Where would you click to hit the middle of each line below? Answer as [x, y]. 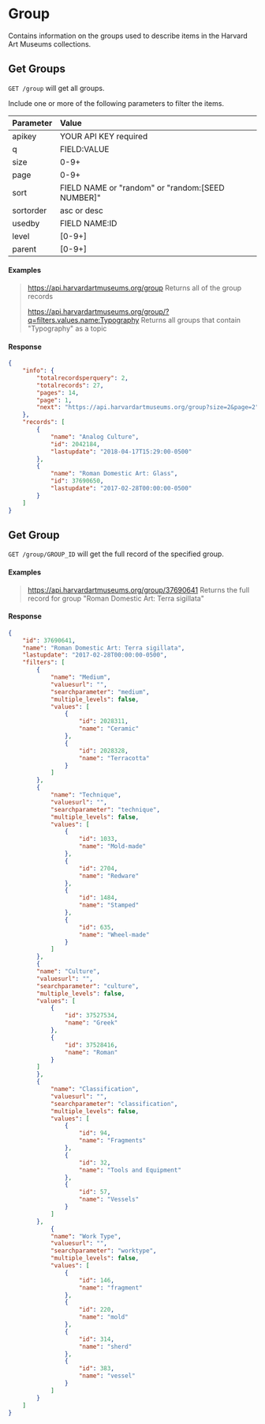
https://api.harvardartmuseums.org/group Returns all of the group [134, 288]
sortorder [30, 210]
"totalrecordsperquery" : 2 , [82, 378]
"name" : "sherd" [105, 1346]
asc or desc [82, 210]
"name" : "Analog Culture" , [95, 437]
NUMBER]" [80, 197]
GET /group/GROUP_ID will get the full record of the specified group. [116, 554]
